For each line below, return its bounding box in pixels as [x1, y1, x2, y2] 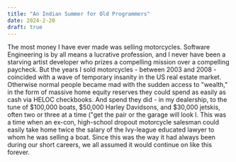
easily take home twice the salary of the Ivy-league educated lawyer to [7, 125, 215, 134]
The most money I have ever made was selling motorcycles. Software [7, 43, 210, 52]
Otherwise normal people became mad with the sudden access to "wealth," [7, 81, 228, 89]
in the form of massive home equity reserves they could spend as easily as [7, 88, 227, 96]
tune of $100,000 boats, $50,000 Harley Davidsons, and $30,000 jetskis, [7, 103, 221, 112]
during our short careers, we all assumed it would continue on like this [7, 141, 213, 149]
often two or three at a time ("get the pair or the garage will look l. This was [7, 110, 227, 119]
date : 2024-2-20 [7, 17, 55, 24]
